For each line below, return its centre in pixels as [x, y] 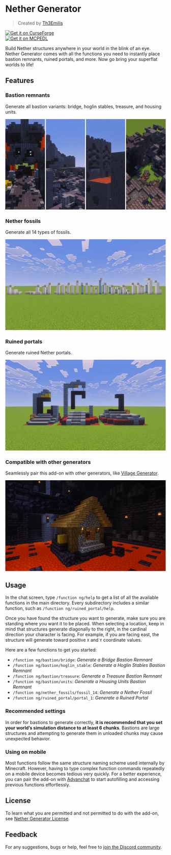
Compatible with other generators [48, 462]
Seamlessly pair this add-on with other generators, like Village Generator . [82, 473]
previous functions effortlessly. [38, 784]
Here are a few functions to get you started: [51, 650]
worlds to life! [20, 64]
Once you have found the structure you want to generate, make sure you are [85, 618]
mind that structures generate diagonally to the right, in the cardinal [76, 629]
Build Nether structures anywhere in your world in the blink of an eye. [78, 48]
